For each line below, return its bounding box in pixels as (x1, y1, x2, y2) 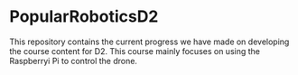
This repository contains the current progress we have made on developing (9, 36, 290, 47)
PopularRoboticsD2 (9, 6, 159, 27)
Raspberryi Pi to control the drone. (9, 55, 138, 66)
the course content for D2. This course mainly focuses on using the (9, 45, 260, 56)
